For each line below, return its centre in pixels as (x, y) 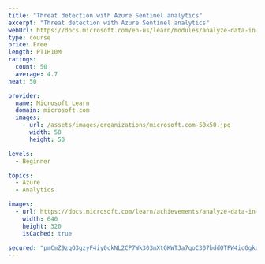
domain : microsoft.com (52, 110)
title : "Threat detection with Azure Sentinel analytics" (105, 15)
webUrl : (21, 30)
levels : (21, 154)
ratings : (22, 60)
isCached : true (47, 233)
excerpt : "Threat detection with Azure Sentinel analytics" (109, 23)
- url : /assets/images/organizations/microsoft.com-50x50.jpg (127, 125)
